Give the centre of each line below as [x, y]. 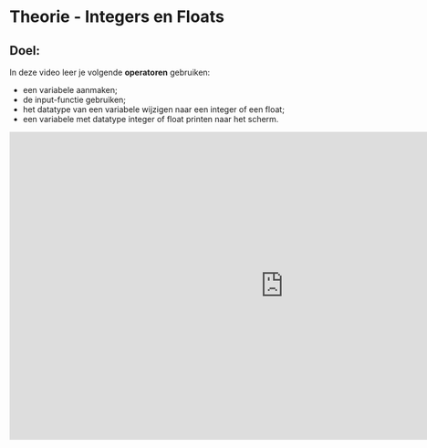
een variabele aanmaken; [70, 90]
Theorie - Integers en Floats [117, 17]
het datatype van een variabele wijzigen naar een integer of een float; [154, 109]
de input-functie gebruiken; [74, 99]
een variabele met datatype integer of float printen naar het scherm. [151, 119]
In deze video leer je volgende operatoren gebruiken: [110, 72]
